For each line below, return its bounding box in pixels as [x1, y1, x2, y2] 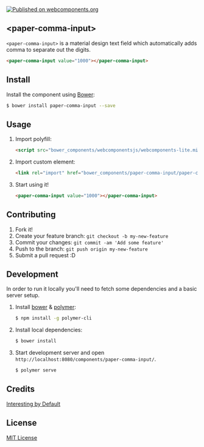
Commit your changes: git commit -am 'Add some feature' [15, 238, 164, 246]
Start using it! [15, 181, 49, 188]
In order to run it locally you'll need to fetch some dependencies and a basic [6, 285, 197, 293]
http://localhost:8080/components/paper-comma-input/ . [15, 356, 157, 363]
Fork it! [15, 226, 33, 233]
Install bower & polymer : [15, 303, 76, 311]
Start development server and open [15, 349, 105, 356]
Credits [6, 384, 35, 395]
